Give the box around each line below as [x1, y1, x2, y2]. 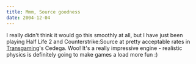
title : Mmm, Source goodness [6, 9, 81, 15]
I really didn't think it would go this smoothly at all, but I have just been [6, 31, 183, 38]
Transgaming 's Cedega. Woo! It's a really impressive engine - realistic [6, 44, 183, 52]
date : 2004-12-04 [6, 15, 51, 21]
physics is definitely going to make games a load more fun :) [6, 51, 158, 58]
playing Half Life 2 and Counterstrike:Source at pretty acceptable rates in [6, 38, 191, 45]
